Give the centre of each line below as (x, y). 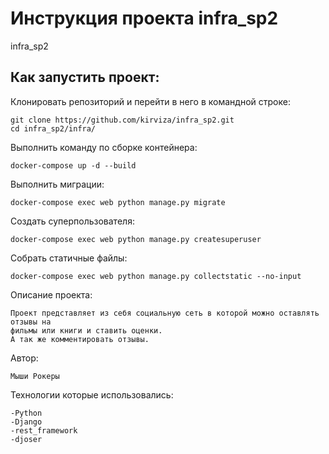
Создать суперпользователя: (72, 221)
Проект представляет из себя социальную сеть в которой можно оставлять (165, 313)
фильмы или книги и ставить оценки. (86, 330)
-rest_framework (44, 430)
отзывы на (31, 322)
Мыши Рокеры (35, 376)
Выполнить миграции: (57, 184)
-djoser (26, 439)
